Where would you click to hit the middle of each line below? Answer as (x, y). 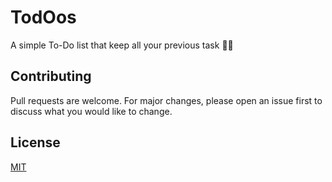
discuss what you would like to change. (91, 111)
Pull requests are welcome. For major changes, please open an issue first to (166, 100)
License (35, 142)
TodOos (43, 17)
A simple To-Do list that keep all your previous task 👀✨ (122, 45)
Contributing (51, 76)
